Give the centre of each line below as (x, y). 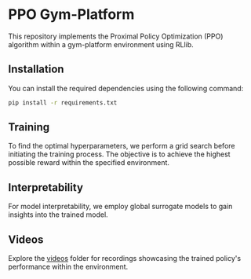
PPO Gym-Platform (71, 15)
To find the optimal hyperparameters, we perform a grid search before (122, 146)
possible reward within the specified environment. (89, 163)
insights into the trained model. (58, 215)
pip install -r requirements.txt (63, 103)
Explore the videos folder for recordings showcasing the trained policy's (125, 259)
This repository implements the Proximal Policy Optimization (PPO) (116, 36)
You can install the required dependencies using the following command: (126, 88)
